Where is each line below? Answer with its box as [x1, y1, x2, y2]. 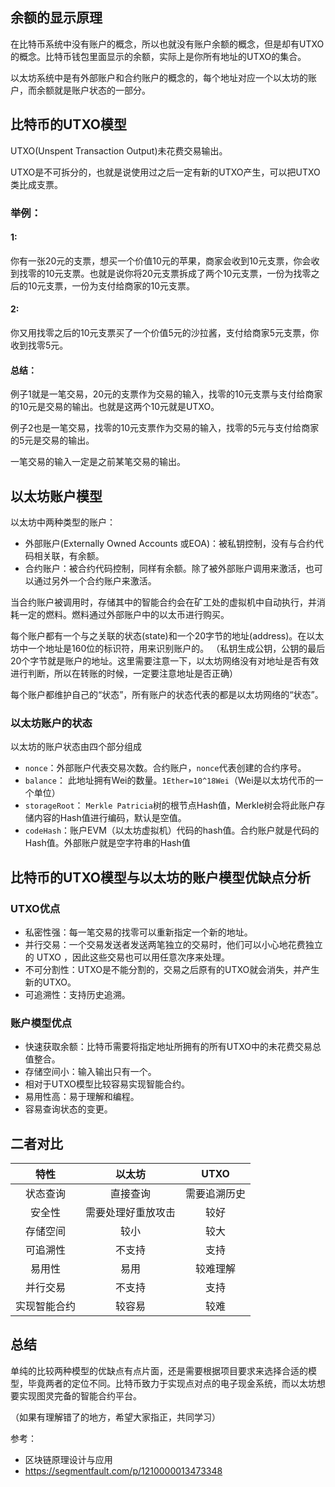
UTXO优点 [10, 901, 61, 915]
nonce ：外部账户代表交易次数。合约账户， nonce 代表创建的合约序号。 [24, 762, 307, 774]
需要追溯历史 [185, 1187, 247, 1201]
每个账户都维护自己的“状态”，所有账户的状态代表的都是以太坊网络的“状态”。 [10, 688, 324, 700]
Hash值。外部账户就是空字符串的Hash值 [24, 837, 191, 849]
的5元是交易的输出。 [10, 434, 95, 447]
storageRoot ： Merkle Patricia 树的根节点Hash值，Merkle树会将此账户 [24, 799, 317, 812]
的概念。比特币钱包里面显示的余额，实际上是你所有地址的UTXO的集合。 [10, 50, 307, 62]
